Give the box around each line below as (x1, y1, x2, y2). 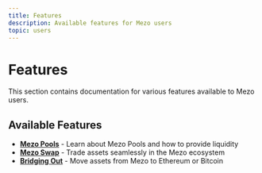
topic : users (8, 26, 52, 34)
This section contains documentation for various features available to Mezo (8, 86, 255, 96)
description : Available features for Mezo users (8, 19, 172, 27)
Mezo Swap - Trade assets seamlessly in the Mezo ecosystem (19, 148, 225, 157)
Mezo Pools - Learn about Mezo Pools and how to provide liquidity (19, 140, 239, 149)
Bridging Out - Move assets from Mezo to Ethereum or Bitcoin (19, 156, 224, 166)
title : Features (8, 11, 62, 20)
